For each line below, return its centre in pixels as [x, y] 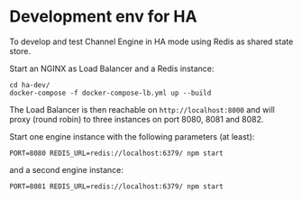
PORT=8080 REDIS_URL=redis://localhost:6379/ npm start [116, 153]
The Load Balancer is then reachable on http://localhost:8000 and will [142, 109]
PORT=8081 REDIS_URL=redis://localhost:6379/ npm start [116, 186]
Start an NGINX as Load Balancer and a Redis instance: [112, 68]
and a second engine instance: [66, 169]
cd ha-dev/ [30, 85]
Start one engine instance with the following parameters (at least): [132, 136]
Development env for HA [103, 17]
